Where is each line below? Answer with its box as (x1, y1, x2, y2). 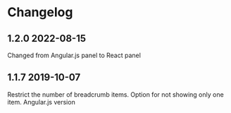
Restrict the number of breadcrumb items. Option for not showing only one (7, 90, 224, 99)
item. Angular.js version (7, 97, 75, 106)
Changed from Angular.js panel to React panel (7, 51, 141, 59)
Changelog (7, 4, 73, 20)
